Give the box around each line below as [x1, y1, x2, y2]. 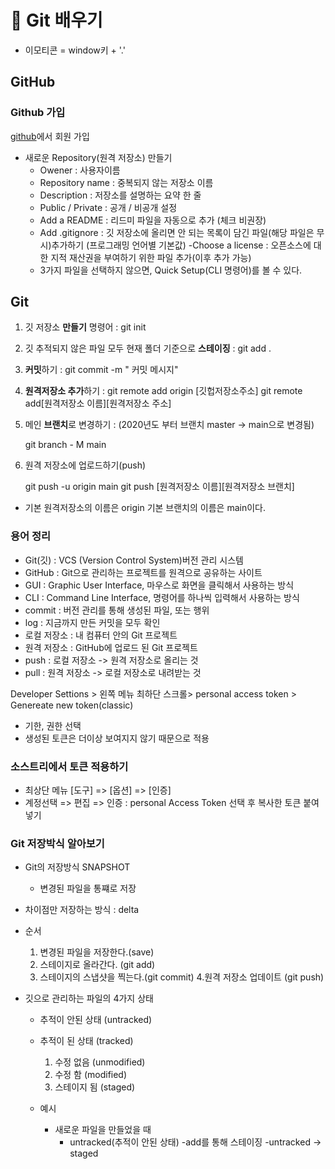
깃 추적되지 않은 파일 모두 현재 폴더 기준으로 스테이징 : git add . [24, 342, 272, 355]
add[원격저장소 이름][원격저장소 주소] [24, 397, 172, 410]
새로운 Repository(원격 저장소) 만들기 [24, 151, 173, 163]
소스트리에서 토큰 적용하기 [10, 759, 129, 773]
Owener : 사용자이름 [39, 164, 121, 176]
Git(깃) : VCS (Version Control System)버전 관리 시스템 [24, 554, 244, 566]
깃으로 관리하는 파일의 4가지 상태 [24, 992, 154, 1005]
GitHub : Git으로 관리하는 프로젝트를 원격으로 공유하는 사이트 [24, 566, 263, 578]
